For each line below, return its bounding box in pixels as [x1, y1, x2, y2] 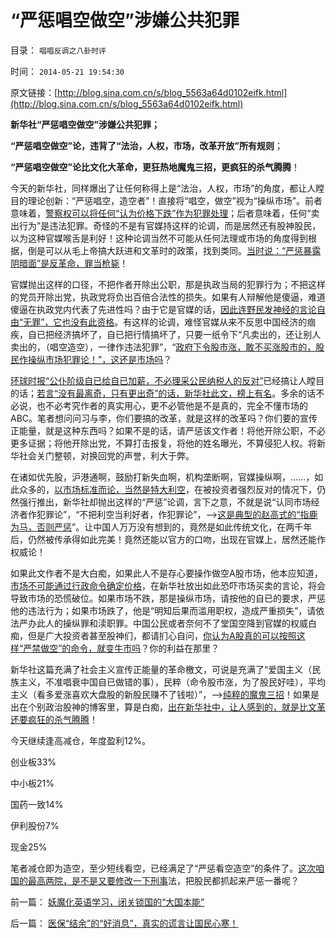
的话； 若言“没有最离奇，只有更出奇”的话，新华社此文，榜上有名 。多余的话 [10, 387, 317, 399]
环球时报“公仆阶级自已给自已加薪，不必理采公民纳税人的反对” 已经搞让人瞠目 [10, 374, 325, 386]
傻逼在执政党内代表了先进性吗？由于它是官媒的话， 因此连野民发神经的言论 [10, 303, 317, 315]
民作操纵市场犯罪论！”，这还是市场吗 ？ [10, 353, 173, 365]
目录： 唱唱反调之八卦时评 [10, 44, 107, 56]
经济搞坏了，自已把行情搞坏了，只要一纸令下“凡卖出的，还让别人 [53, 328, 322, 340]
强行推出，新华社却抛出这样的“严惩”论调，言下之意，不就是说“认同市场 [18, 496, 312, 508]
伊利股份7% [10, 819, 60, 831]
